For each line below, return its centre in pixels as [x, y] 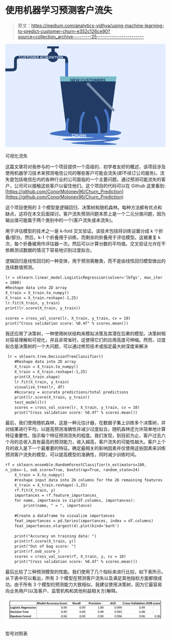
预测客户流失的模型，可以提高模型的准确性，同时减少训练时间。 [72, 455]
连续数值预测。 [21, 268]
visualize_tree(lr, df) [40, 387]
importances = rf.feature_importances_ [57, 496]
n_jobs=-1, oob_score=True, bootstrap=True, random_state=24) [73, 470]
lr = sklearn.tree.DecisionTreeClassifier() [55, 357]
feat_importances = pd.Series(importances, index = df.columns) [84, 521]
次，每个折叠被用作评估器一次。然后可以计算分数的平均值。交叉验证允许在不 [85, 244]
